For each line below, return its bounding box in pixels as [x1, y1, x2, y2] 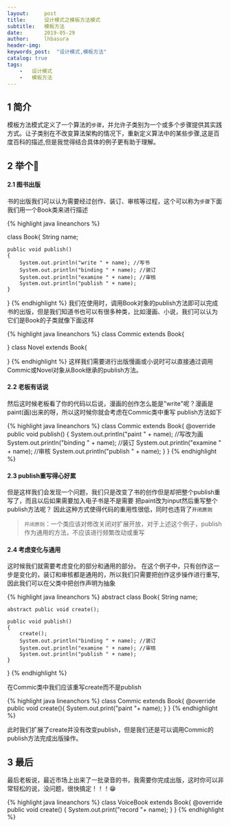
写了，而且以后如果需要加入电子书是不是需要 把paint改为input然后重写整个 [7, 496, 218, 505]
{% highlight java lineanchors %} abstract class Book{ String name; [7, 593, 198, 602]
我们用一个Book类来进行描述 [7, 206, 88, 214]
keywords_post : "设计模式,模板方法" [7, 49, 107, 56]
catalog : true [7, 55, 48, 62]
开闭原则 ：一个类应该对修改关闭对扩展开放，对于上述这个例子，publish [23, 520, 222, 528]
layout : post [7, 10, 57, 17]
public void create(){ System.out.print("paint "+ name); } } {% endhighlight [7, 704, 218, 712]
